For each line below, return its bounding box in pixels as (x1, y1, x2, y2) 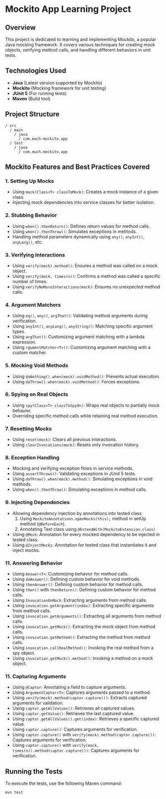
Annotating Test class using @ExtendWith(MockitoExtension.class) (19, 526, 156, 532)
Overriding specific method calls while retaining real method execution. (12, 413, 159, 419)
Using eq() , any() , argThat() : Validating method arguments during (12, 313, 148, 319)
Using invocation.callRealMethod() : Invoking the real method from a (12, 645, 154, 651)
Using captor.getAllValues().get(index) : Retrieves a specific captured (12, 716, 160, 722)
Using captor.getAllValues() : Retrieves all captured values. (12, 705, 136, 711)
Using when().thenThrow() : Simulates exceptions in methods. (12, 228, 137, 234)
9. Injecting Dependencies (5, 499, 70, 506)
